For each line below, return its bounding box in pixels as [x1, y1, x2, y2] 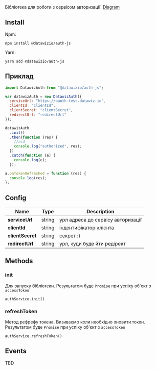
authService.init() [5, 296, 45, 301]
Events [5, 347, 27, 355]
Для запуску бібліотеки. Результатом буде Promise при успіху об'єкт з [5, 283, 151, 289]
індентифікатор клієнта [59, 224, 114, 231]
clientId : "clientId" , [9, 103, 56, 108]
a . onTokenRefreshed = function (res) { [5, 171, 87, 176]
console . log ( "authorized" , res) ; [14, 144, 82, 149]
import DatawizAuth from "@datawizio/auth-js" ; [5, 85, 104, 90]
